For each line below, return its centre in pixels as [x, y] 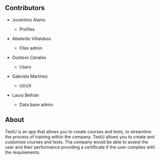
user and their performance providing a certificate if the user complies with [80, 147]
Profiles [27, 29]
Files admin [31, 48]
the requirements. [23, 152]
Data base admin [36, 105]
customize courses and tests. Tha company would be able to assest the [77, 142]
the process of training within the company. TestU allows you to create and [80, 137]
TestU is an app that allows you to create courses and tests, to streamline [78, 131]
